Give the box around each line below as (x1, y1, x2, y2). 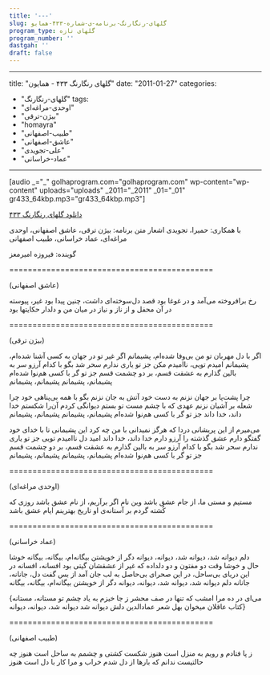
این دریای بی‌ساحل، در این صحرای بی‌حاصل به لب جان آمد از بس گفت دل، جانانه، (9, 569, 251, 579)
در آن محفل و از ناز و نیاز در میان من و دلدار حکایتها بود (9, 304, 172, 314)
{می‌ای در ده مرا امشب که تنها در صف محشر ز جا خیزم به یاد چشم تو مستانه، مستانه (9, 593, 262, 603)
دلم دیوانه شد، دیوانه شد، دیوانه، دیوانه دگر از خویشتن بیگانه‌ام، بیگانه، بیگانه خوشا (9, 552, 250, 562)
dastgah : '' (9, 42, 49, 50)
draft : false (9, 49, 53, 57)
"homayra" (20, 120, 57, 129)
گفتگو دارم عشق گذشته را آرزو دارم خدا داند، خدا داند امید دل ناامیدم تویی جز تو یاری (9, 433, 261, 442)
